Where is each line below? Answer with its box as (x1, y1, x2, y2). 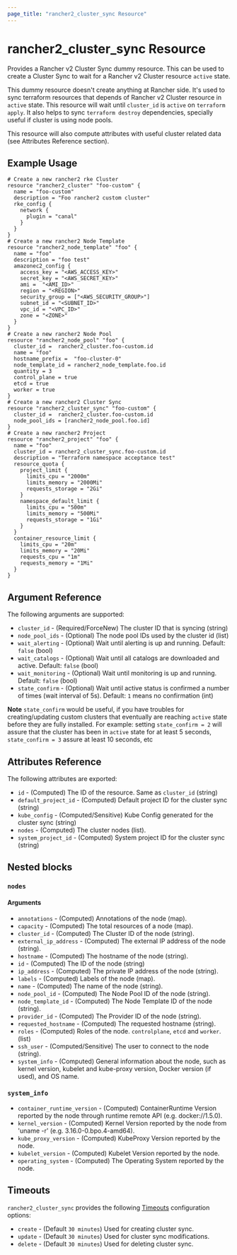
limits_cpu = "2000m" (25, 473, 91, 480)
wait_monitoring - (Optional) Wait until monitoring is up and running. (17, 669, 217, 678)
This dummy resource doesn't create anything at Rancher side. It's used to (7, 86, 225, 94)
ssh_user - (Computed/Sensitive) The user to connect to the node (17, 1041, 209, 1051)
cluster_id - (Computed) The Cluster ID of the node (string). (17, 929, 195, 937)
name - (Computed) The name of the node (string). (17, 981, 163, 990)
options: (7, 1210, 32, 1219)
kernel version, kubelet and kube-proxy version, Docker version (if (17, 1064, 212, 1072)
